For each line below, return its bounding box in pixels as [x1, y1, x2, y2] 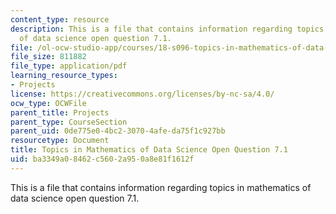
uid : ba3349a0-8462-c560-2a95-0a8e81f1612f [10, 154, 195, 164]
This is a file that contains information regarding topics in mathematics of [10, 181, 312, 193]
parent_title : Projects [10, 107, 110, 118]
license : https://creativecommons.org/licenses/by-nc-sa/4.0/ [10, 89, 275, 99]
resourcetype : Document [10, 136, 110, 146]
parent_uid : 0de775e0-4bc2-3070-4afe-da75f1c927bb [10, 126, 226, 136]
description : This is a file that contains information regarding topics [10, 24, 325, 34]
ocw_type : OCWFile [10, 98, 87, 108]
